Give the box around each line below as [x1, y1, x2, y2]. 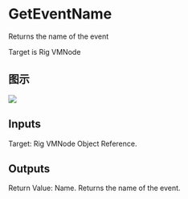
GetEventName [8, 5, 112, 23]
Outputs [8, 162, 51, 176]
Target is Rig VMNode [8, 47, 81, 56]
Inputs [8, 118, 42, 131]
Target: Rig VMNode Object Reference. [8, 139, 137, 148]
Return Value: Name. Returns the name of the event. [8, 183, 181, 193]
